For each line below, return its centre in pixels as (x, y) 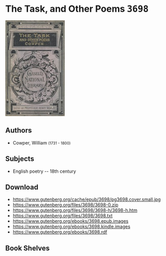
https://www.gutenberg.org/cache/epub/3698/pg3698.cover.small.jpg (87, 199)
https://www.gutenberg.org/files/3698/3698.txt (63, 216)
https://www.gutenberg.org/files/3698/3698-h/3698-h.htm (75, 211)
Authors (19, 131)
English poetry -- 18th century (44, 171)
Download (22, 187)
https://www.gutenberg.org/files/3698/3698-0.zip (65, 205)
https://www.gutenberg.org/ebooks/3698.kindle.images (72, 227)
